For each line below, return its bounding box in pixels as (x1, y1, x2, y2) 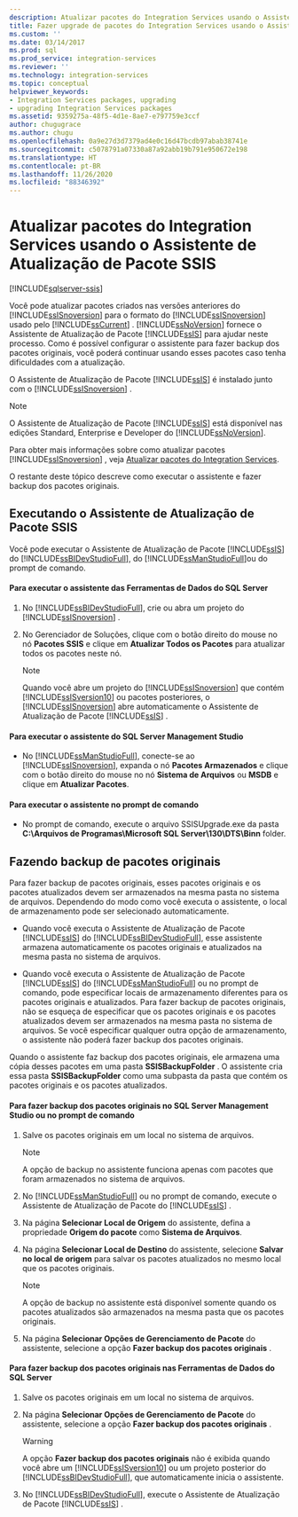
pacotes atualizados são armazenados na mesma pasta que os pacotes (21, 1306, 285, 1317)
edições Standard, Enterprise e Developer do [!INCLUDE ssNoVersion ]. (9, 428, 266, 438)
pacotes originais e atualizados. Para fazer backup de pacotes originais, (21, 997, 286, 1008)
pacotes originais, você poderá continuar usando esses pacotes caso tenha (9, 348, 286, 358)
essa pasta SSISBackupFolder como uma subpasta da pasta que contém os (9, 1071, 288, 1081)
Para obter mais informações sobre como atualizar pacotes (9, 444, 226, 455)
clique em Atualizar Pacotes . (21, 779, 129, 790)
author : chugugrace (9, 121, 82, 130)
